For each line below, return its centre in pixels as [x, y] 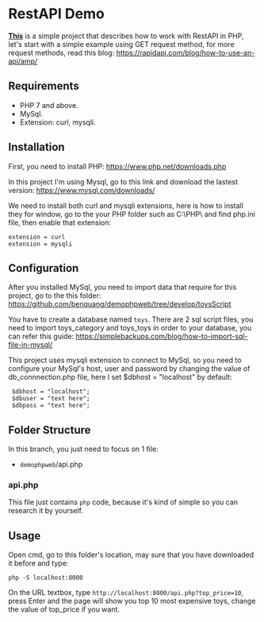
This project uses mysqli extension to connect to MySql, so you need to [125, 360]
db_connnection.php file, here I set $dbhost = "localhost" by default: [120, 377]
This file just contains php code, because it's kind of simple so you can [123, 502]
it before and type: [38, 563]
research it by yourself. [46, 511]
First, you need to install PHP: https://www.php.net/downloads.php [117, 166]
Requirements [44, 86]
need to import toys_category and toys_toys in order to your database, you [130, 328]
